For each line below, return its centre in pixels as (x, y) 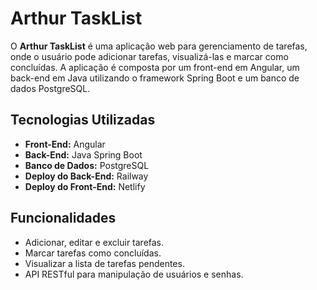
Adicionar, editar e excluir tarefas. (94, 242)
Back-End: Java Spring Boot (83, 154)
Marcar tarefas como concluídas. (93, 253)
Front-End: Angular (65, 144)
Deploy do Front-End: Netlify (85, 186)
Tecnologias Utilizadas (83, 120)
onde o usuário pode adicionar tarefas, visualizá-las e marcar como (149, 56)
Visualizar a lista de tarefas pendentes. (104, 263)
